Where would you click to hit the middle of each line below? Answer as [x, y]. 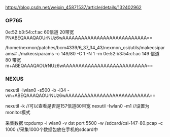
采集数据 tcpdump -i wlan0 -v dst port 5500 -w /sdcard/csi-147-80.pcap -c [84, 123]
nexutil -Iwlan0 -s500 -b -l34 [36, 90]
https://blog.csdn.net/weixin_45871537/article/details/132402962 [74, 7]
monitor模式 [18, 112]
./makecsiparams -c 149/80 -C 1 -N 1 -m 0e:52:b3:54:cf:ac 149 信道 [89, 54]
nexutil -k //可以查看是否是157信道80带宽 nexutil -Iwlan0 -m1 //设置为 [77, 106]
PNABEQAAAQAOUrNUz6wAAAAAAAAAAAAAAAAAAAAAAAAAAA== [79, 38]
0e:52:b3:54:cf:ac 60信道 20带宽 [40, 32]
